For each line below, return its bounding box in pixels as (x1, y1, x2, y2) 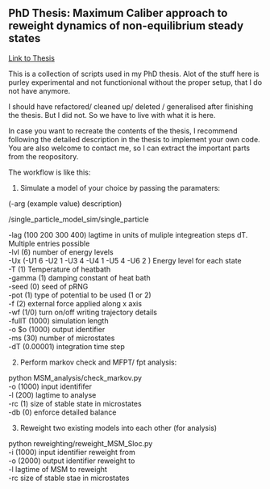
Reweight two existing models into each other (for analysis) (19, 423, 218, 432)
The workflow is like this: (8, 167, 91, 177)
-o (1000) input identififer (8, 382, 93, 391)
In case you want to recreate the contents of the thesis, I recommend (8, 125, 238, 136)
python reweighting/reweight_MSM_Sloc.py (8, 438, 153, 448)
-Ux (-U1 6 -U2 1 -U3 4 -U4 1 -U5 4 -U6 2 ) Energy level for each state (8, 255, 242, 265)
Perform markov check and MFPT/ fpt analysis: (19, 357, 177, 367)
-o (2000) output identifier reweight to (8, 456, 135, 466)
